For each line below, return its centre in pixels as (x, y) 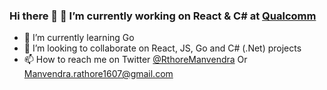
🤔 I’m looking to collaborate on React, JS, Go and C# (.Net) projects (162, 48)
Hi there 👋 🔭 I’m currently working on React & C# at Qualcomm (163, 16)
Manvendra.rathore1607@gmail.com (98, 74)
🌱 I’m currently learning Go (79, 38)
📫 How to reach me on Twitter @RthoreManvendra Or (135, 60)
